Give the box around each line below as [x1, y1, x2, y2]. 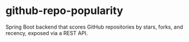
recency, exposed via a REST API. [5, 29, 88, 36]
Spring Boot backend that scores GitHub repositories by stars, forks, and [5, 23, 183, 30]
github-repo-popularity [5, 4, 124, 17]
